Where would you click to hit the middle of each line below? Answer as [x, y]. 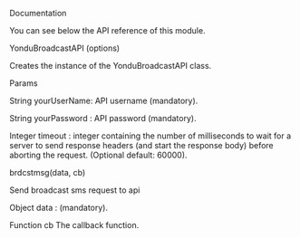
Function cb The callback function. [74, 225]
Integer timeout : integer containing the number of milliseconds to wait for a [150, 136]
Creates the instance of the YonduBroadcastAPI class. [111, 66]
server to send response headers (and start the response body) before [141, 145]
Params [24, 83]
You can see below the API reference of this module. [107, 30]
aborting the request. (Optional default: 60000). [98, 155]
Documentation [38, 13]
